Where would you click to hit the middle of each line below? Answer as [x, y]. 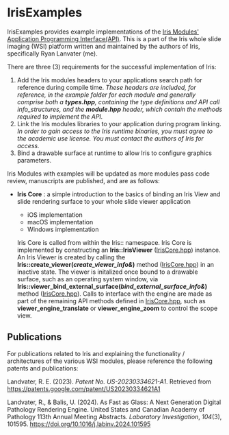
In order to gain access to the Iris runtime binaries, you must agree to [115, 131]
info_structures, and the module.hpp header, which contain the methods [120, 109]
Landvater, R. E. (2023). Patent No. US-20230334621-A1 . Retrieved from [109, 381]
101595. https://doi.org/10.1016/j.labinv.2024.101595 [79, 424]
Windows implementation [63, 229]
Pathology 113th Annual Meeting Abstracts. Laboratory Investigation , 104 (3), [114, 416]
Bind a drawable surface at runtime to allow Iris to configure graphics [114, 153]
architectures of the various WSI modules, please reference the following [110, 361]
